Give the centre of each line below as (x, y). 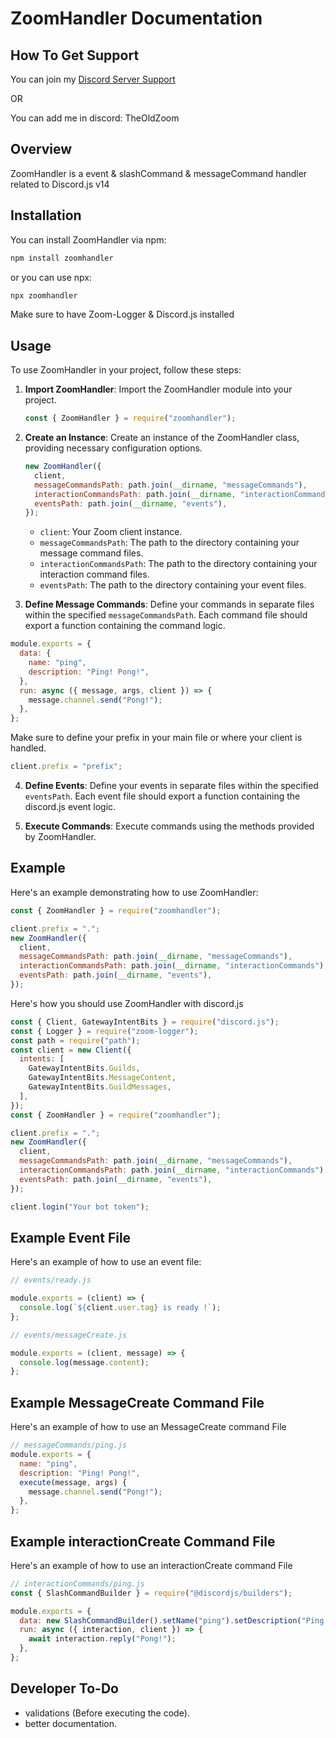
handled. (28, 748)
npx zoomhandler (44, 295)
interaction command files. (94, 574)
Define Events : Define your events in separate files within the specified (171, 786)
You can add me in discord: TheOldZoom (95, 118)
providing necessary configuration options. (113, 448)
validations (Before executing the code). (107, 1713)
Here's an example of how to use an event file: (106, 1262)
